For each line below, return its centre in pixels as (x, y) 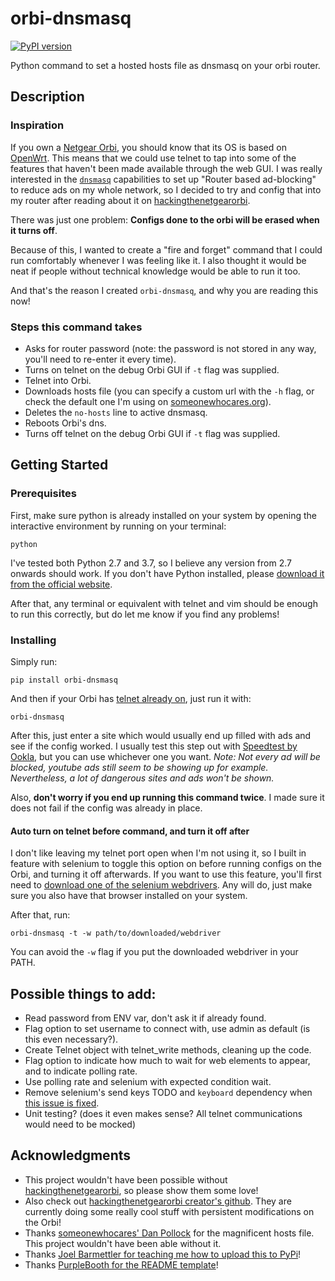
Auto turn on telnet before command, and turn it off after (130, 831)
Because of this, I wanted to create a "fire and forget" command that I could (166, 249)
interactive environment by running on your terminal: (118, 526)
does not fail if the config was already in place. (106, 808)
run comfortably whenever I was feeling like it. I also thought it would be (158, 260)
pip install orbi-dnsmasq (64, 680)
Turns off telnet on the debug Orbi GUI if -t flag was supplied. (152, 433)
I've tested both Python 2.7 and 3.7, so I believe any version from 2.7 (151, 563)
